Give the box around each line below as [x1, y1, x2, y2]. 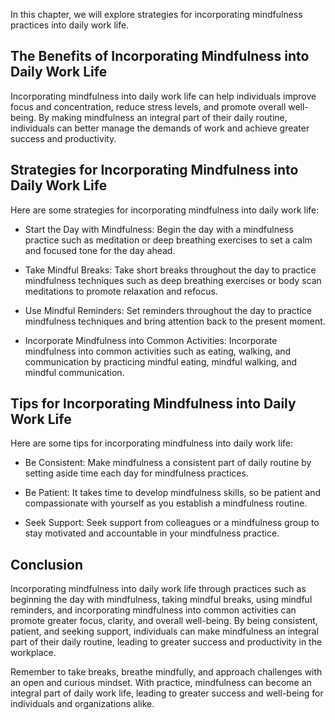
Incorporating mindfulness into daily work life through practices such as [10, 583, 307, 595]
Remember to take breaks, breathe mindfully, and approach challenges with [10, 666, 323, 678]
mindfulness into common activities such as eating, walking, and [24, 345, 292, 357]
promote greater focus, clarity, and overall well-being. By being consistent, [10, 615, 318, 627]
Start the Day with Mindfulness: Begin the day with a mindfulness [24, 223, 294, 235]
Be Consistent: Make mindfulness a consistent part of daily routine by [24, 457, 312, 469]
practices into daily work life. [10, 19, 130, 31]
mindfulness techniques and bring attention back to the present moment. [24, 315, 326, 327]
